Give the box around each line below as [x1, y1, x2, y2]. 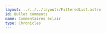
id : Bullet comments [5, 12, 48, 16]
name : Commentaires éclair [5, 16, 61, 21]
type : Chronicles [5, 20, 41, 26]
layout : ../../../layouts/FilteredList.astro [5, 7, 101, 12]
